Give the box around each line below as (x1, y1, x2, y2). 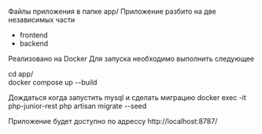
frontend (19, 31, 49, 39)
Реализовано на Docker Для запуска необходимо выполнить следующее (8, 54, 255, 63)
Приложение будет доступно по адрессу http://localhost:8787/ (8, 117, 218, 125)
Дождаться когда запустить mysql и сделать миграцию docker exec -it (8, 93, 246, 102)
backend (19, 39, 49, 48)
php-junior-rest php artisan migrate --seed (8, 102, 147, 110)
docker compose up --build (8, 78, 98, 87)
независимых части (8, 15, 76, 24)
